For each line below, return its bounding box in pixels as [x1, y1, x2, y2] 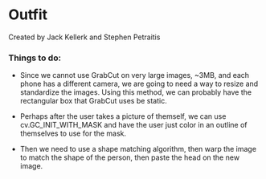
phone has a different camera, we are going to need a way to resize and [19, 79, 259, 89]
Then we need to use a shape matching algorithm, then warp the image [19, 144, 257, 154]
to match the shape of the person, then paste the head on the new [19, 153, 239, 162]
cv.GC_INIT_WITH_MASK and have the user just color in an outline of [19, 120, 248, 130]
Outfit [8, 6, 48, 24]
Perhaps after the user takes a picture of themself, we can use [19, 112, 227, 121]
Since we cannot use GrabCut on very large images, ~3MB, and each [19, 71, 250, 80]
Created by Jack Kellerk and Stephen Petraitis [8, 32, 161, 42]
